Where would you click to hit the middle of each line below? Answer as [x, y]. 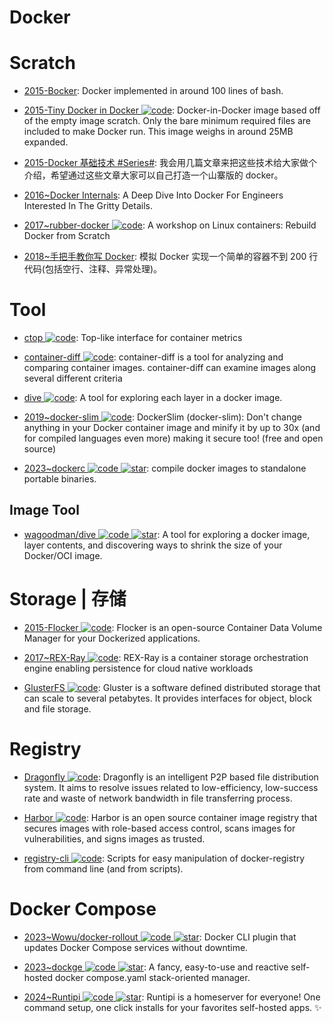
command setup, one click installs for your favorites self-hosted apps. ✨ [172, 1007]
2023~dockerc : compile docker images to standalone [165, 468]
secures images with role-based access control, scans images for [159, 828]
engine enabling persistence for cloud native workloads [138, 668]
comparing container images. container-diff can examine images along [169, 368]
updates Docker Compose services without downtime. [136, 947]
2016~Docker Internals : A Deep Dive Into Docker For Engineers [153, 195]
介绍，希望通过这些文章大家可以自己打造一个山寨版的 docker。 [153, 175]
